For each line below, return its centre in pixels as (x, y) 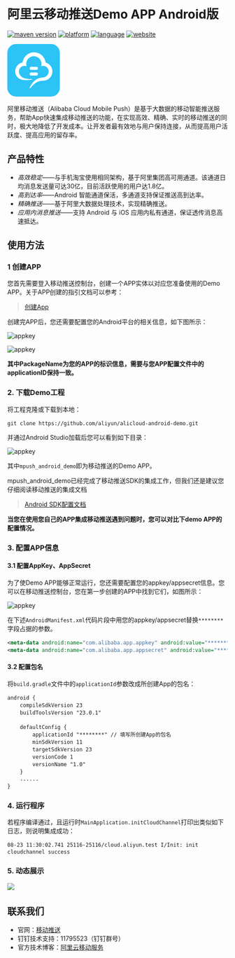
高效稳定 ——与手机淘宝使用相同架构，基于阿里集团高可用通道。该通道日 (121, 177)
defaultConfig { (44, 728)
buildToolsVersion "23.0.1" (60, 713)
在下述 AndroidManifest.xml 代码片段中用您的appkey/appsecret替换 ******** (115, 620)
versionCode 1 (53, 757)
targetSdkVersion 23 (62, 749)
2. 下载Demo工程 (36, 393)
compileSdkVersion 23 (51, 705)
